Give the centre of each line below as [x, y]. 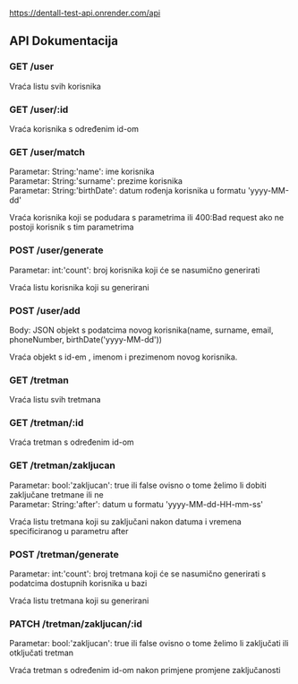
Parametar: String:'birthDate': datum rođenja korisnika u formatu [128, 191]
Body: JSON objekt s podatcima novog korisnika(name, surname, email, [142, 330]
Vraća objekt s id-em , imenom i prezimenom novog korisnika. [123, 357]
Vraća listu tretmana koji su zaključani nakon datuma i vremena [125, 521]
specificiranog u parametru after [69, 531]
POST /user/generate [57, 250]
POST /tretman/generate [64, 554]
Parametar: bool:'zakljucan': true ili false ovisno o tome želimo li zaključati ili [149, 644]
